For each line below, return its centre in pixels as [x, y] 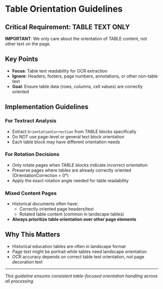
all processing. [20, 281]
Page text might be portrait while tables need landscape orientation [79, 251]
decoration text [27, 262]
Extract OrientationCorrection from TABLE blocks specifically [74, 131]
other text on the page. [28, 44]
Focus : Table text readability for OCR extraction [60, 71]
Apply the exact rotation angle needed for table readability [70, 180]
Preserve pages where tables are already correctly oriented [72, 170]
